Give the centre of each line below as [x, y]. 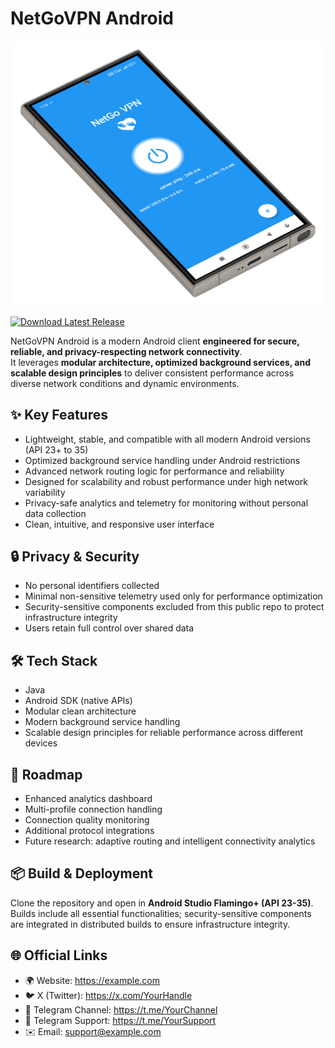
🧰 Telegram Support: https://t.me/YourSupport [120, 1020]
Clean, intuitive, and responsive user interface [119, 524]
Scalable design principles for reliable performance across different [164, 733]
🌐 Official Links [59, 955]
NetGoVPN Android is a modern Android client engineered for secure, [155, 341]
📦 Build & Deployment [81, 873]
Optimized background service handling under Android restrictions [162, 460]
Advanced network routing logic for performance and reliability [154, 471]
